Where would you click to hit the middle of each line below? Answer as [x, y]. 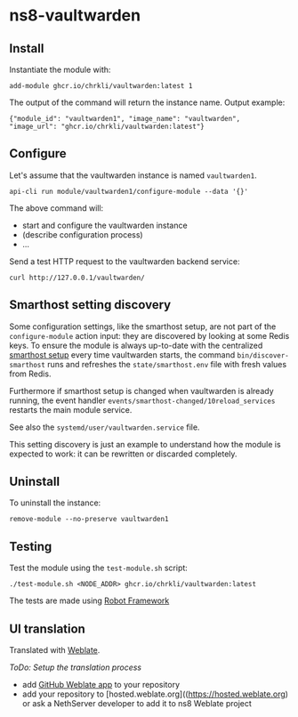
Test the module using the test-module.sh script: [99, 568]
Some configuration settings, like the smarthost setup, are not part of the [143, 326]
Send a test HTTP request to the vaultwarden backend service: [125, 261]
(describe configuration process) [83, 234]
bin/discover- [263, 355]
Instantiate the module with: [60, 69]
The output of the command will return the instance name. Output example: [147, 102]
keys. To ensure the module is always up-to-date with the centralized [136, 345]
